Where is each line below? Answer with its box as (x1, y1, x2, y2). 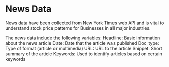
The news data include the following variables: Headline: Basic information (5, 35, 160, 41)
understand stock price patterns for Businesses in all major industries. (5, 25, 151, 31)
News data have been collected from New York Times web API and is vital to (5, 20, 164, 26)
